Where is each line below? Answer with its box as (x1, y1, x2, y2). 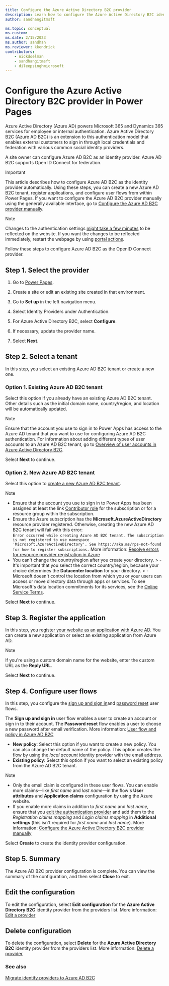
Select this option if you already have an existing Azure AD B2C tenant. (5, 395, 152, 401)
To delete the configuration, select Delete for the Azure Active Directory (5, 940, 156, 946)
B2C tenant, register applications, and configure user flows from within (5, 190, 152, 196)
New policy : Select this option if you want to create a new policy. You (12, 741, 157, 747)
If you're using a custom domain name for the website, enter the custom (5, 657, 155, 663)
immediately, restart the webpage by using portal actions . (5, 236, 125, 242)
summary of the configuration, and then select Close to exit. (5, 873, 130, 879)
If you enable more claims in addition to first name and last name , (12, 804, 149, 810)
